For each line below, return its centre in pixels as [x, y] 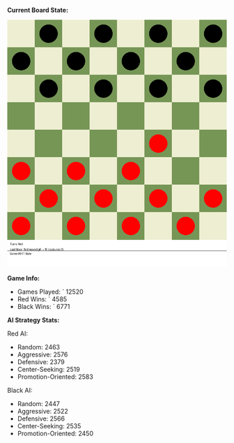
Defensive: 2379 [41, 362]
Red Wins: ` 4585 [42, 299]
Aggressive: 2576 [42, 354]
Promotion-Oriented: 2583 [55, 377]
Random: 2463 [39, 347]
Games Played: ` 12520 [50, 292]
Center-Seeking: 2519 [48, 369]
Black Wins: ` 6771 [44, 307]
